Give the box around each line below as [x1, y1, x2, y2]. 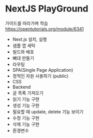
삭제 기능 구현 [12, 121, 39, 127]
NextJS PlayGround [5, 3, 88, 15]
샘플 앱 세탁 [12, 42, 36, 48]
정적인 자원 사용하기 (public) [12, 73, 68, 79]
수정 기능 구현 [12, 115, 39, 121]
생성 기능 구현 [12, 102, 39, 108]
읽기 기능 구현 [12, 96, 39, 102]
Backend [12, 84, 31, 90]
